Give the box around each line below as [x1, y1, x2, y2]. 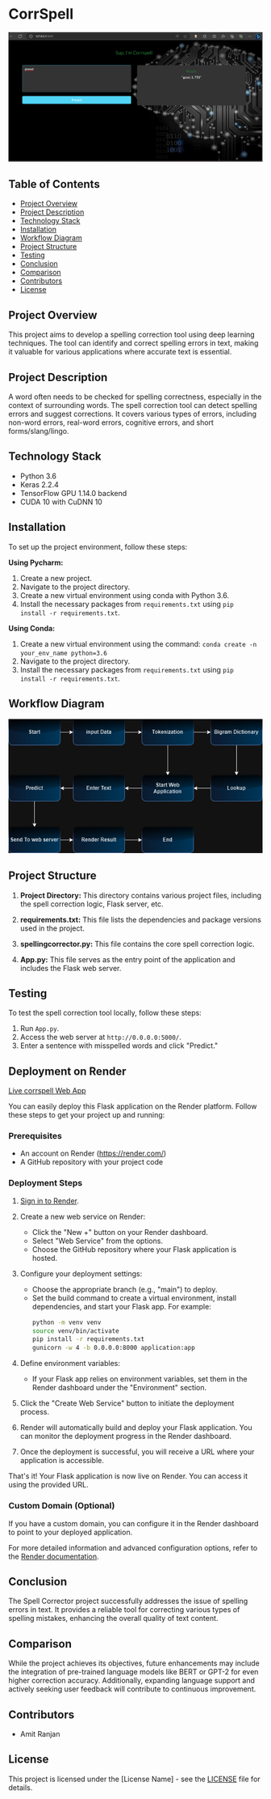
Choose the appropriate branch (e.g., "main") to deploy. [31, 1284, 218, 1294]
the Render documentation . [8, 1551, 99, 1561]
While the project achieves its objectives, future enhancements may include [8, 1658, 260, 1668]
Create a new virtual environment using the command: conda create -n [19, 639, 257, 648]
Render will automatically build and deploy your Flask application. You [19, 1423, 252, 1432]
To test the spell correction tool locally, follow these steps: [8, 1008, 202, 1018]
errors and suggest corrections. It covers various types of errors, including [8, 409, 256, 419]
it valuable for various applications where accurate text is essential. [8, 347, 232, 357]
